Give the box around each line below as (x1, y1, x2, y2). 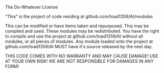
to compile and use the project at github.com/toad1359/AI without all (5, 34, 143, 39)
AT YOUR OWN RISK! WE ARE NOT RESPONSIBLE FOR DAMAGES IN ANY (5, 58, 154, 64)
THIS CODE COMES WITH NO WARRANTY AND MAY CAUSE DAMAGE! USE (5, 53, 158, 59)
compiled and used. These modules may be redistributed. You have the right (5, 28, 160, 34)
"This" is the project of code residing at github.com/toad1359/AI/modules (5, 14, 153, 19)
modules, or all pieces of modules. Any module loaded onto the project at (5, 38, 153, 44)
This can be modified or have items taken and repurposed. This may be (5, 23, 149, 29)
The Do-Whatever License (5, 4, 58, 10)
